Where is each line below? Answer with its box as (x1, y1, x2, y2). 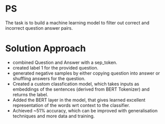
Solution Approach (5, 43, 86, 54)
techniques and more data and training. (12, 113, 95, 119)
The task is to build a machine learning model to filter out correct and (5, 20, 149, 26)
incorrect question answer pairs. (5, 25, 73, 31)
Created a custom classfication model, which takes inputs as (12, 81, 140, 87)
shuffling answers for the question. (12, 75, 86, 81)
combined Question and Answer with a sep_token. (12, 59, 117, 66)
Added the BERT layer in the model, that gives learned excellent (12, 97, 146, 103)
